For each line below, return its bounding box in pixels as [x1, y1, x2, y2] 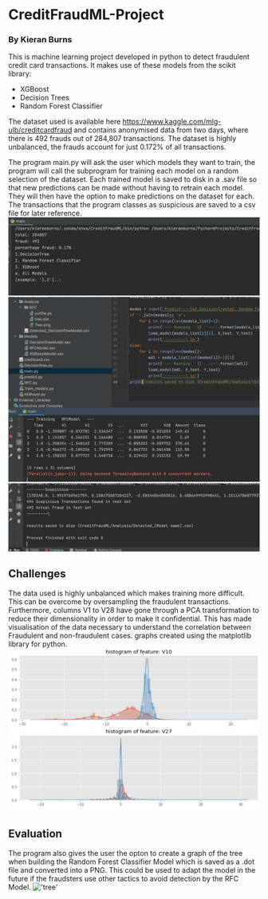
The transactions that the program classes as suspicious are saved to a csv [8, 200, 256, 210]
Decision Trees [19, 93, 69, 103]
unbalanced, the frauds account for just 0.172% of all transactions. [8, 142, 227, 152]
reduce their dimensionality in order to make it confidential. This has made [8, 614, 253, 623]
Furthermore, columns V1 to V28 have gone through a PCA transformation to [8, 605, 259, 614]
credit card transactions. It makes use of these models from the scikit [8, 61, 237, 70]
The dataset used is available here [8, 117, 121, 127]
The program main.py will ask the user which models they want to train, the [8, 158, 255, 167]
